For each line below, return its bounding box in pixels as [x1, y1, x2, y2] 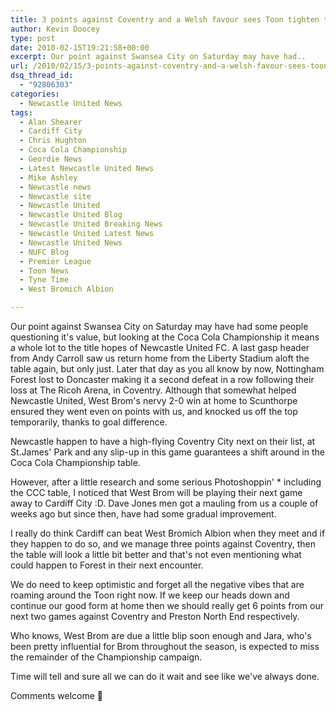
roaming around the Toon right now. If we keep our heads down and [10, 589, 290, 601]
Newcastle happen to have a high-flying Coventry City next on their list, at [10, 436, 316, 447]
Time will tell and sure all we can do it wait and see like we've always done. [10, 671, 320, 682]
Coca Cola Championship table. [10, 457, 141, 468]
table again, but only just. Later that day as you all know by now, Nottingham [10, 363, 325, 375]
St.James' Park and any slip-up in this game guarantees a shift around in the [10, 446, 325, 458]
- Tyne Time [19, 275, 70, 285]
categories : [10, 89, 60, 99]
